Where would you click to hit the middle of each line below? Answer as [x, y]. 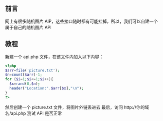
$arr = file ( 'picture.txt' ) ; [32, 70]
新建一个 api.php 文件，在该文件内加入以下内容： [54, 57]
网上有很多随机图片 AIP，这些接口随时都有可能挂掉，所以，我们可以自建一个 [81, 21]
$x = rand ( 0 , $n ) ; [25, 84]
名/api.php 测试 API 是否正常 [34, 113]
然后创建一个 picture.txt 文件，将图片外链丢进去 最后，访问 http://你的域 [77, 107]
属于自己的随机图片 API [28, 27]
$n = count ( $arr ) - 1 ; [24, 75]
